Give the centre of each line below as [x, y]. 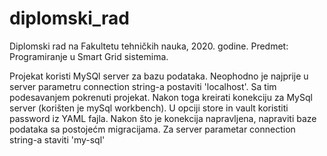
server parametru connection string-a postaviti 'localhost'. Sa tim [143, 86]
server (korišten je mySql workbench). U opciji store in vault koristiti [149, 108]
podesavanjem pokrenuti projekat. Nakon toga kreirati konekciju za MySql [161, 97]
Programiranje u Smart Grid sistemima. [89, 56]
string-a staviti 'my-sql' [57, 139]
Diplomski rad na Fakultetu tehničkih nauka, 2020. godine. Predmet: [149, 46]
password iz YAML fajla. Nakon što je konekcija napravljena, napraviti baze [163, 118]
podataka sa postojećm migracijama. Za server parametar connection [152, 129]
